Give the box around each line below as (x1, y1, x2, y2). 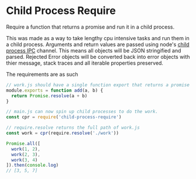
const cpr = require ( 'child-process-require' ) (6, 114, 122, 120)
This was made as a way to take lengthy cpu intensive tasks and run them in (6, 34, 190, 41)
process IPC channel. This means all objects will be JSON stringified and (6, 47, 181, 54)
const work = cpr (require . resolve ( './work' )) (6, 130, 119, 136)
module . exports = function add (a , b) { (6, 87, 104, 93)
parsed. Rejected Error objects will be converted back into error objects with (6, 53, 190, 60)
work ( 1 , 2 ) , (11, 146, 41, 152)
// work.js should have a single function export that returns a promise (6, 82, 190, 88)
